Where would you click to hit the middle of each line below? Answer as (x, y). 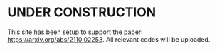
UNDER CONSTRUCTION (82, 12)
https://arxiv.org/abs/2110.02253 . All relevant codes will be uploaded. (109, 39)
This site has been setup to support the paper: (75, 32)
